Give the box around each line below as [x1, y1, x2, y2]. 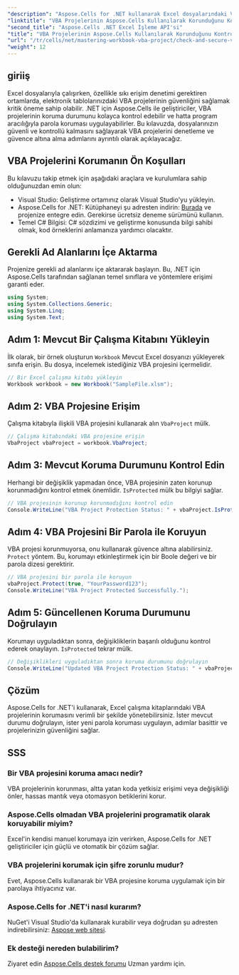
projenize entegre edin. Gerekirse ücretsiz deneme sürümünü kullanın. [17, 210, 224, 219]
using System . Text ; [7, 314, 65, 321]
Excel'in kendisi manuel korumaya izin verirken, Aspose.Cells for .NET [7, 835, 212, 843]
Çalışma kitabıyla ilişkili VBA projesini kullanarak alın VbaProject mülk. [7, 419, 211, 428]
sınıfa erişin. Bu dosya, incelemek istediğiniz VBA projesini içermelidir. [7, 360, 212, 368]
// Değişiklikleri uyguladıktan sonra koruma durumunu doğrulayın [7, 658, 208, 665]
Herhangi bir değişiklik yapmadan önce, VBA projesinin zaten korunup [7, 478, 213, 487]
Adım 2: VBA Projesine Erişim [7, 400, 141, 412]
